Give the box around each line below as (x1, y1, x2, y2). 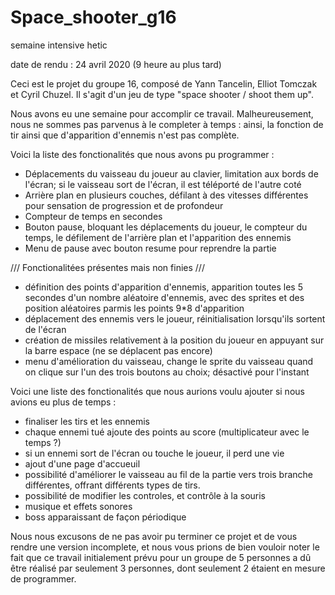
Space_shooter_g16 (10, 6, 177, 29)
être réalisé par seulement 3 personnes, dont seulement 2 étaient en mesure (10, 562, 326, 574)
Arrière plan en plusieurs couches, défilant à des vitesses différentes (24, 189, 309, 201)
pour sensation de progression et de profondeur (24, 199, 224, 211)
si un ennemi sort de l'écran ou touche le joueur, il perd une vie (24, 447, 285, 459)
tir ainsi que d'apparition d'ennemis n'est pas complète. (10, 129, 240, 141)
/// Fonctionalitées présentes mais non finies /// (10, 261, 205, 273)
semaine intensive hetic (10, 39, 108, 51)
